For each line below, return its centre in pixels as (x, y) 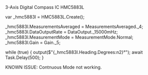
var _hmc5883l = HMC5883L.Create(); (45, 17)
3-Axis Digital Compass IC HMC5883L (45, 7)
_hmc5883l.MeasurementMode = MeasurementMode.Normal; (69, 37)
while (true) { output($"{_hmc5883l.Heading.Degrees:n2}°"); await (74, 52)
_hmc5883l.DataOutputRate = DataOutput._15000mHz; (61, 32)
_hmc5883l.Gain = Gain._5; (33, 42)
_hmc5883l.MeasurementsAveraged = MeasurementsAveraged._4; (74, 26)
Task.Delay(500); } (25, 57)
